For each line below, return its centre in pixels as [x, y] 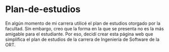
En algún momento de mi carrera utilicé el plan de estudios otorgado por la [83, 23]
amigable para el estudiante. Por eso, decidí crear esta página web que [79, 34]
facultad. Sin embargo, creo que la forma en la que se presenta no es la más [84, 28]
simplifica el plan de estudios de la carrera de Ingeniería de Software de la [82, 39]
